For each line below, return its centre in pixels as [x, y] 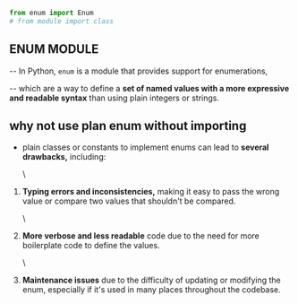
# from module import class [62, 21]
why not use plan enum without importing [128, 126]
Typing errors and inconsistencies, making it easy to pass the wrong [151, 192]
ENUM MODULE [54, 49]
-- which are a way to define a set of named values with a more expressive [149, 88]
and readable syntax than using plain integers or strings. [115, 98]
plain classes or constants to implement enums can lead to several [145, 147]
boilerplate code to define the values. [91, 246]
